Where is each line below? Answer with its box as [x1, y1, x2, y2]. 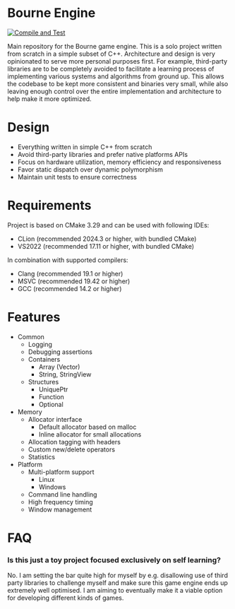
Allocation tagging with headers [28, 437, 121, 446]
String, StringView [38, 369, 92, 379]
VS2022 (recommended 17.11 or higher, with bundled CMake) [17, 242, 195, 250]
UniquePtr [38, 385, 68, 394]
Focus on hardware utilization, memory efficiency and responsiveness [17, 158, 222, 166]
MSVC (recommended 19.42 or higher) [17, 277, 131, 285]
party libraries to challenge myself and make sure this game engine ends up [7, 579, 228, 587]
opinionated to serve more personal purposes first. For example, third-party [7, 57, 228, 65]
